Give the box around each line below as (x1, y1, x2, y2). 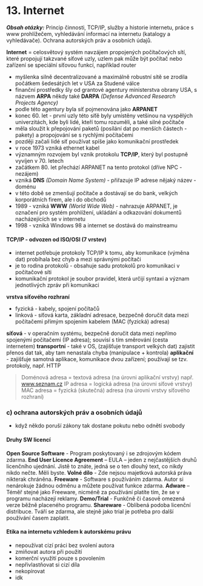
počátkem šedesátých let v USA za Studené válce (15, 80, 140, 87)
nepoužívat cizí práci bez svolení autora (15, 542, 115, 549)
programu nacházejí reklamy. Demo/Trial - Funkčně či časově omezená (6, 495, 185, 502)
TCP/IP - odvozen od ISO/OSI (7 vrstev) (6, 235, 107, 243)
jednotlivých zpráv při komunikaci (15, 281, 99, 289)
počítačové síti (15, 269, 52, 276)
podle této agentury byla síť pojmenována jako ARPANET (15, 105, 158, 112)
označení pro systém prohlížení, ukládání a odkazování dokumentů (15, 209, 182, 216)
